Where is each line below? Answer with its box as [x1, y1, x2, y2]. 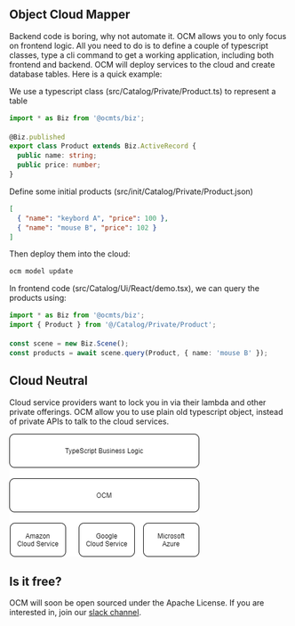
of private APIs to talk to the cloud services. [9, 416, 170, 427]
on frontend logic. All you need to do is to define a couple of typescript [9, 40, 268, 51]
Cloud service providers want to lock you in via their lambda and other [9, 396, 267, 408]
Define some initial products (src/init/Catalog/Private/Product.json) [9, 186, 253, 197]
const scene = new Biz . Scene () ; [9, 338, 129, 348]
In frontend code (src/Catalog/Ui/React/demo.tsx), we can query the [9, 283, 260, 294]
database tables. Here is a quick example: [9, 69, 163, 79]
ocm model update [9, 267, 74, 276]
